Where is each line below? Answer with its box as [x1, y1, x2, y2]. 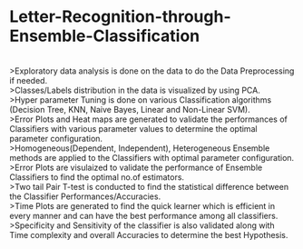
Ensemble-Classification [9, 25, 200, 46]
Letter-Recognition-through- [9, 6, 231, 27]
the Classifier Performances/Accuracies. [9, 191, 161, 202]
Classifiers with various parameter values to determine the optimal [9, 123, 258, 134]
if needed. [9, 75, 48, 85]
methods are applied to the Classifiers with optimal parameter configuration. [9, 152, 295, 163]
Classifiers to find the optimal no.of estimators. [9, 171, 184, 183]
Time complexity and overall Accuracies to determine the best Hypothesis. [9, 229, 288, 240]
